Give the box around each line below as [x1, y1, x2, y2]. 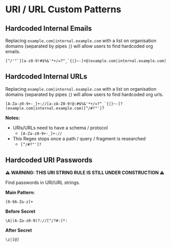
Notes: [5, 114, 21, 121]
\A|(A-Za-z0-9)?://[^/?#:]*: [5, 218, 68, 223]
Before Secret [5, 208, 36, 214]
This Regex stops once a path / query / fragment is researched [12, 135, 146, 141]
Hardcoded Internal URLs [5, 72, 87, 81]
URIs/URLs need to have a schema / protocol [12, 125, 108, 131]
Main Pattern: [5, 189, 35, 195]
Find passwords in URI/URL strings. [5, 179, 81, 186]
